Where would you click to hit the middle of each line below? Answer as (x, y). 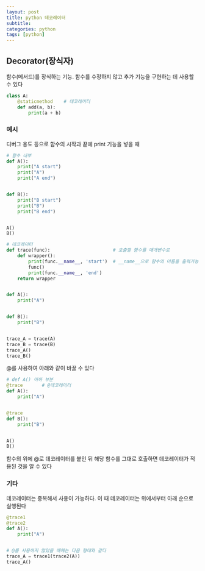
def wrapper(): (37, 256)
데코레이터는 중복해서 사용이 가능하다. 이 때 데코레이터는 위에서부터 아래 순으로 (100, 498)
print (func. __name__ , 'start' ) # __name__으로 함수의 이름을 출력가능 (113, 261)
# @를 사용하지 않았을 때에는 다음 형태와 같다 (56, 551)
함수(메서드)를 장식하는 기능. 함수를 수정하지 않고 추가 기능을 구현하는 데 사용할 (100, 76)
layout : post (23, 12)
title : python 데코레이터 (36, 18)
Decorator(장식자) (40, 61)
